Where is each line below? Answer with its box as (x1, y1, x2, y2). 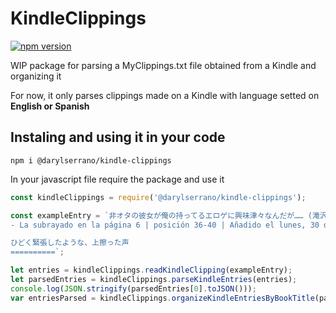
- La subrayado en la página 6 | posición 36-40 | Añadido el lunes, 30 (10, 220, 320, 230)
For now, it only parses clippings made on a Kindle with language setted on (10, 89, 320, 101)
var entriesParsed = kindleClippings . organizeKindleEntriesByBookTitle (10, 293, 315, 303)
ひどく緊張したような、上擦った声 (10, 238, 130, 248)
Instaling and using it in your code (10, 129, 226, 146)
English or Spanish (10, 100, 90, 112)
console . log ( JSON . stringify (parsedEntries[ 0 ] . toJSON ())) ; (10, 283, 257, 294)
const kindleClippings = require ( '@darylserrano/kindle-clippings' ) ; (10, 192, 307, 202)
